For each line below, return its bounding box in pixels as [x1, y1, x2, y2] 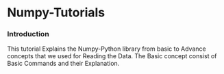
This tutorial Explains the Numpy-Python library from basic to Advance [7, 45, 207, 53]
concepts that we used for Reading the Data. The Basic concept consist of [7, 52, 217, 60]
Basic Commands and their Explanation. [7, 60, 120, 68]
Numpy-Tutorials [7, 5, 105, 21]
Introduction [7, 29, 49, 39]
